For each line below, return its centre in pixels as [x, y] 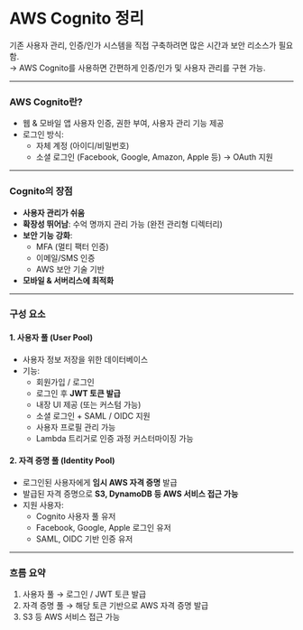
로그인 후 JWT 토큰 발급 [78, 393]
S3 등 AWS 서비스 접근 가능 [71, 617]
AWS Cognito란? [46, 102]
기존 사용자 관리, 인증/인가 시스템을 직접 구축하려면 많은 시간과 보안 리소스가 [143, 45]
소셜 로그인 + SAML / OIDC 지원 [93, 415]
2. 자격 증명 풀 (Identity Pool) [62, 460]
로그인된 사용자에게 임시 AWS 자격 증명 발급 [100, 482]
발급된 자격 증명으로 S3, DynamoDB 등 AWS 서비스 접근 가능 [130, 494]
